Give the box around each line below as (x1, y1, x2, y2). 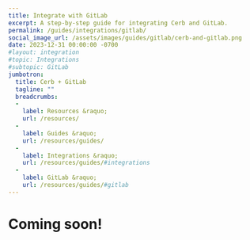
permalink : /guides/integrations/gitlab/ (8, 26, 147, 34)
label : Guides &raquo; (22, 129, 97, 137)
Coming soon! (8, 215, 103, 233)
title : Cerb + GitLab (15, 78, 87, 86)
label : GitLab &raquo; (22, 173, 97, 182)
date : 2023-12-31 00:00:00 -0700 (8, 41, 119, 49)
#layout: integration (8, 48, 80, 56)
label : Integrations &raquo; (22, 151, 119, 159)
